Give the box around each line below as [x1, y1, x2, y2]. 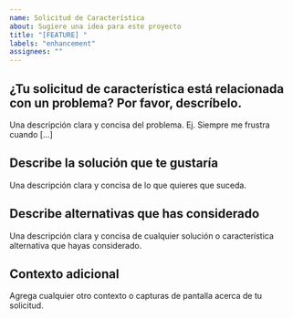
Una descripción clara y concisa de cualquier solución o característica [9, 230, 274, 241]
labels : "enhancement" [9, 38, 96, 48]
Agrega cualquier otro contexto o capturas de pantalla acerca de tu [9, 291, 263, 302]
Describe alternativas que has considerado [9, 206, 260, 221]
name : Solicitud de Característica [9, 13, 145, 23]
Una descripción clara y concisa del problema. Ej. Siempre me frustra [9, 119, 271, 130]
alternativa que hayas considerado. [9, 240, 142, 251]
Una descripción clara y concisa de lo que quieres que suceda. [9, 180, 246, 190]
